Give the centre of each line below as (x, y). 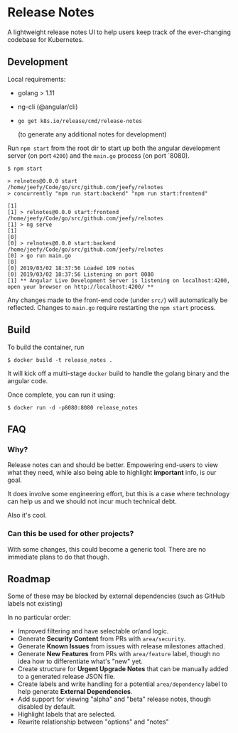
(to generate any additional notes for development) (92, 134)
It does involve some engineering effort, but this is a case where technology (119, 494)
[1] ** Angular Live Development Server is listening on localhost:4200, (119, 280)
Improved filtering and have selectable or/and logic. (93, 631)
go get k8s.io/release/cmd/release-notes (80, 121)
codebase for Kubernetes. (45, 39)
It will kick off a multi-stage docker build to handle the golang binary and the (118, 373)
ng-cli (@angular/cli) (48, 107)
